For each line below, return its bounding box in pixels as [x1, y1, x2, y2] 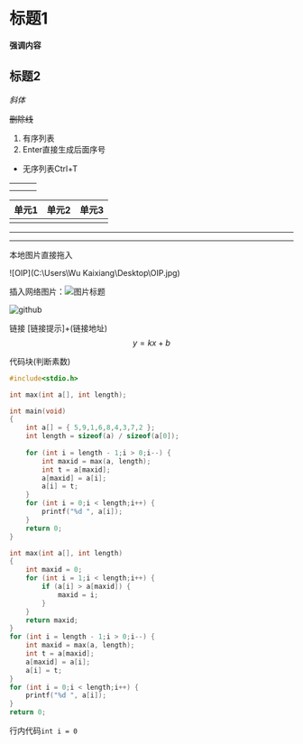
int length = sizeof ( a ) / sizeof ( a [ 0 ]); [25, 432, 179, 441]
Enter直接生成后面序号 [22, 143, 106, 154]
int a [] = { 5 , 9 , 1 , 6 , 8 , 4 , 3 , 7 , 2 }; [25, 423, 156, 433]
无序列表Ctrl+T [22, 163, 78, 174]
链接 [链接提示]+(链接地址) [9, 322, 108, 334]
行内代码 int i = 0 [9, 725, 78, 736]
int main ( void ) [9, 407, 67, 416]
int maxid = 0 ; [25, 565, 83, 574]
